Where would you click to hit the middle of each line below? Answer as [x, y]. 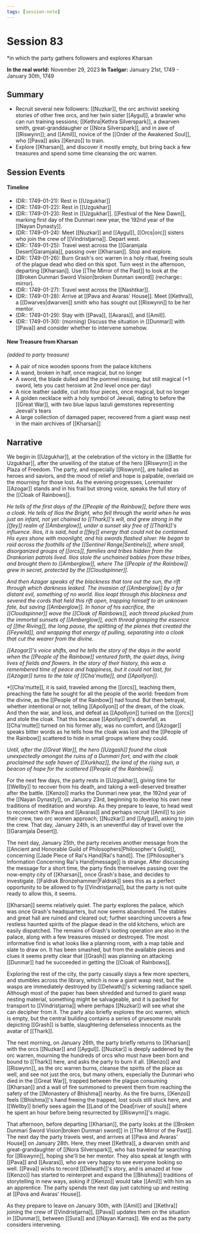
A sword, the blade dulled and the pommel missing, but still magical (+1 [102, 379]
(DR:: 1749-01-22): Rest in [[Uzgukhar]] [63, 207]
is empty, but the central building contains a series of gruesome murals [94, 1018]
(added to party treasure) [38, 355]
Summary [25, 94]
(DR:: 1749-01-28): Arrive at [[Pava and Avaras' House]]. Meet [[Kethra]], [104, 296]
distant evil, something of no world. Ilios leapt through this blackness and [97, 594]
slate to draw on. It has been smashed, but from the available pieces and [96, 949]
